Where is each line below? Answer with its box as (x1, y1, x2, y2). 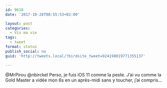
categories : (5, 25, 30, 30)
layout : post (5, 21, 33, 26)
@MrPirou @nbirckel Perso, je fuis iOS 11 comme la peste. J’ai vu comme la (5, 71, 161, 77)
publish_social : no (5, 48, 46, 54)
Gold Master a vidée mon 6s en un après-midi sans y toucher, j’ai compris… (5, 77, 162, 83)
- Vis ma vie (10, 30, 37, 35)
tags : (5, 35, 17, 40)
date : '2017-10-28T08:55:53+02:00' (5, 12, 80, 17)
